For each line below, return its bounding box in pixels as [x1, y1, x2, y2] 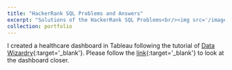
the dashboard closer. [7, 56, 70, 65]
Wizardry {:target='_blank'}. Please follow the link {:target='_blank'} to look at [7, 49, 224, 57]
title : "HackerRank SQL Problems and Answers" [7, 10, 144, 17]
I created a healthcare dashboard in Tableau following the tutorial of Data [7, 42, 215, 50]
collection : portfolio [7, 23, 72, 30]
